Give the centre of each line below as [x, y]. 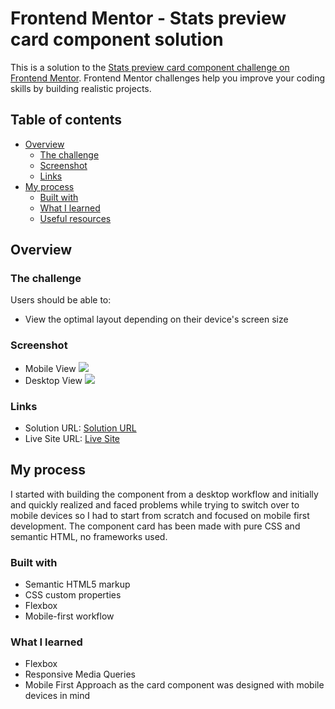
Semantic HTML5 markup [77, 584]
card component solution [117, 39]
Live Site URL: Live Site [72, 439]
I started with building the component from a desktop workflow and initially [164, 494]
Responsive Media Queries [80, 674]
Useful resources [75, 218]
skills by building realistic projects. [81, 88]
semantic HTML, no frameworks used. [89, 536]
